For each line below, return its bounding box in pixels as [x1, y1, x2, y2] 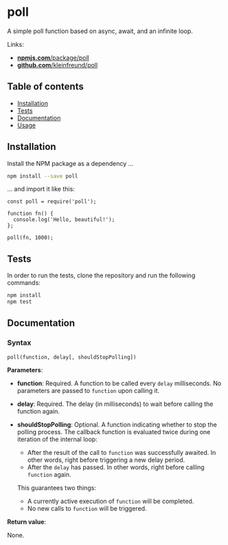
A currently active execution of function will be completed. [27, 497, 194, 505]
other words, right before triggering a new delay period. [27, 456, 185, 464]
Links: [7, 40, 24, 48]
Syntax [7, 338, 32, 348]
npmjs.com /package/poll [16, 53, 89, 62]
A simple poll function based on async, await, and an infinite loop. [7, 27, 194, 35]
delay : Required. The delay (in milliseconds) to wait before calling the [16, 400, 214, 408]
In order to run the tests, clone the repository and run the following [7, 271, 196, 279]
